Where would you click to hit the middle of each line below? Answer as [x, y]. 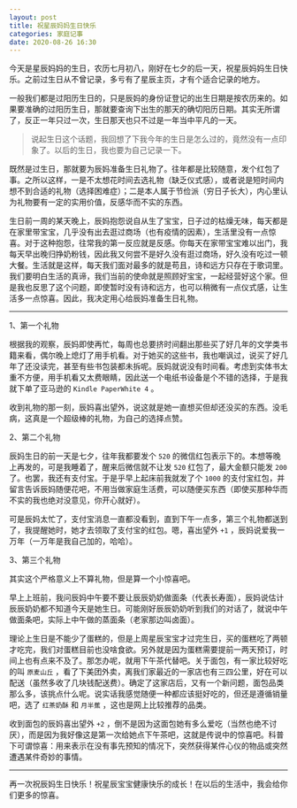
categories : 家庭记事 [46, 34]
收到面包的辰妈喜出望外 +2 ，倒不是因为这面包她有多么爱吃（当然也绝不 [139, 724]
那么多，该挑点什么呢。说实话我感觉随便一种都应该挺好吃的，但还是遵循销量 [148, 694]
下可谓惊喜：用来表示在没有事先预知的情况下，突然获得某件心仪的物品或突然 [148, 746]
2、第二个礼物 [35, 437]
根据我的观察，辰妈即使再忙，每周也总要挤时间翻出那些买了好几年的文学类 [145, 344]
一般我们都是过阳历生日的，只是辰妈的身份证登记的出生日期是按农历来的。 [145, 98]
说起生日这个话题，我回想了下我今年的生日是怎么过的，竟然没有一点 [155, 139]
